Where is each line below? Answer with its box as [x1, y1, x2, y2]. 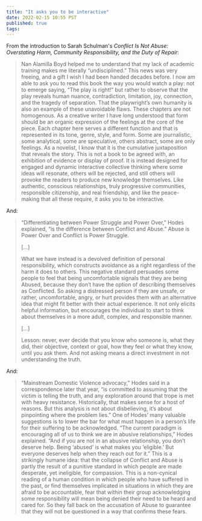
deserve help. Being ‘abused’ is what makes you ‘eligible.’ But [21, 444, 174, 451]
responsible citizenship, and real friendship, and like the [21, 189, 160, 197]
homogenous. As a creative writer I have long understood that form [21, 112, 188, 119]
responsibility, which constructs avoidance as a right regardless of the [21, 261, 196, 269]
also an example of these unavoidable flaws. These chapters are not [21, 105, 191, 113]
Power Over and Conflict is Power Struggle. [21, 232, 130, 239]
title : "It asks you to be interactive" [6, 8, 110, 15]
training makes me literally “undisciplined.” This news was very [21, 67, 178, 74]
